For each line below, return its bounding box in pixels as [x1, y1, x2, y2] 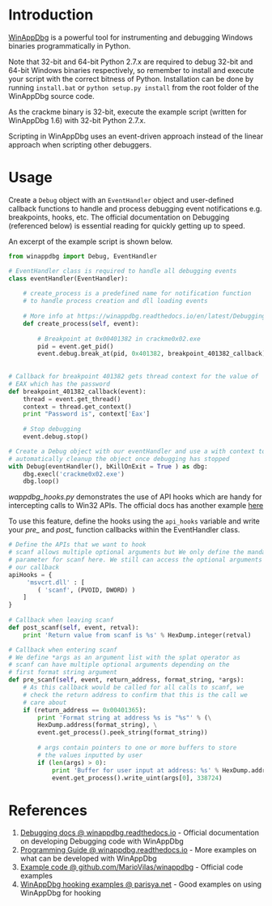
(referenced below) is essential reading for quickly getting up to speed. [8, 220, 245, 230]
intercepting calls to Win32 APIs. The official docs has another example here [8, 501, 264, 511]
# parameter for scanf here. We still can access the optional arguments [8, 556, 263, 564]
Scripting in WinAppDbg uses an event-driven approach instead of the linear [8, 131, 264, 141]
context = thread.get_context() [23, 403, 132, 411]
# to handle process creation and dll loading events [23, 297, 208, 306]
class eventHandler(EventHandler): [8, 274, 129, 283]
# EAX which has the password [8, 379, 111, 388]
